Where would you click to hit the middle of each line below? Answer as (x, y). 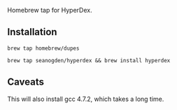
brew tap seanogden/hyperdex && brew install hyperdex (89, 60)
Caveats (26, 82)
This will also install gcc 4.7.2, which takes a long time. (86, 99)
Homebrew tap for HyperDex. (50, 10)
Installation (32, 32)
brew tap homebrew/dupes (43, 48)
